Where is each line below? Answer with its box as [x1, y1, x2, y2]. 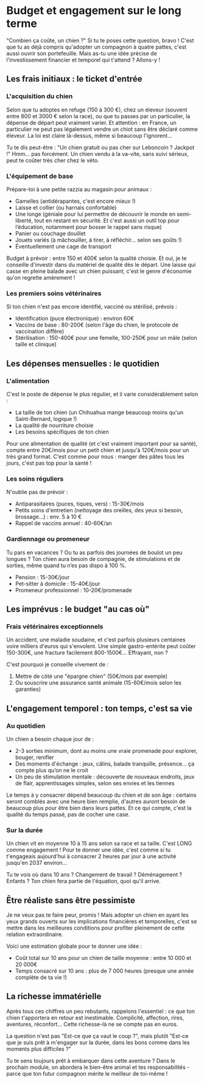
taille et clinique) [15, 340, 57, 348]
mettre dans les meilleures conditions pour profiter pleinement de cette [6, 924, 185, 931]
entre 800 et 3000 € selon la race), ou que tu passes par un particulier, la [6, 112, 191, 119]
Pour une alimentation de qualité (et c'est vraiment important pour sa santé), [6, 440, 198, 447]
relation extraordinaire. [6, 930, 63, 938]
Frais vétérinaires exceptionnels [6, 622, 104, 630]
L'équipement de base [6, 172, 74, 180]
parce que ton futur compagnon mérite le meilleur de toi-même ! [6, 1070, 168, 1077]
